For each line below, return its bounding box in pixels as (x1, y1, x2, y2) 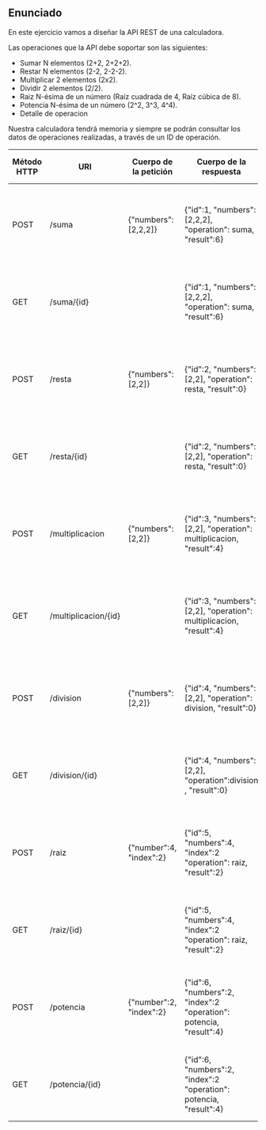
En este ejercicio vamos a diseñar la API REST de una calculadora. (8, 27, 224, 36)
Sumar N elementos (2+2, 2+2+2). (19, 58, 132, 67)
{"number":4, (127, 842, 177, 853)
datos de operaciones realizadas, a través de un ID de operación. (8, 132, 221, 142)
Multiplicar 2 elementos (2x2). (19, 74, 118, 84)
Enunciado (8, 6, 63, 20)
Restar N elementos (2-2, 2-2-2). (19, 67, 127, 76)
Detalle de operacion (19, 109, 89, 118)
